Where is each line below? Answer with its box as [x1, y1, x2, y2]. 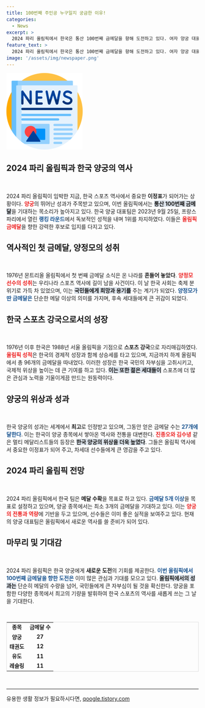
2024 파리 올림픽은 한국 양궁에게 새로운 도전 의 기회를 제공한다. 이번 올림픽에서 [6, 567, 193, 574]
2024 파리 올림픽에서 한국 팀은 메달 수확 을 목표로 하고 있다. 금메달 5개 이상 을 [6, 494, 190, 502]
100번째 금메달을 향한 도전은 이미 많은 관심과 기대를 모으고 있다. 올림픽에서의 [6, 574, 189, 581]
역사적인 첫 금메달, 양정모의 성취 [6, 242, 120, 253]
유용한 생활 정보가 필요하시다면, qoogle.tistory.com [6, 695, 130, 702]
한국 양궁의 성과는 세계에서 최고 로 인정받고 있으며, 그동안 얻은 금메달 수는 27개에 [6, 423, 198, 430]
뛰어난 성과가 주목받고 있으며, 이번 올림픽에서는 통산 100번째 [40, 199, 185, 207]
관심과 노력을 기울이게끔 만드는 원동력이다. [12, 374, 114, 382]
